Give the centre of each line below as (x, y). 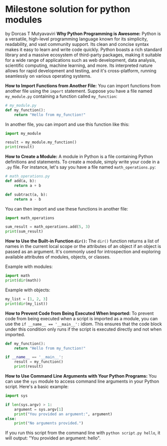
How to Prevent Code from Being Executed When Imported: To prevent (80, 313)
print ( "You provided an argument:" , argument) (63, 414)
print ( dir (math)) (23, 280)
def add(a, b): (21, 181)
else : (11, 419)
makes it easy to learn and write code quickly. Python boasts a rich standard (84, 49)
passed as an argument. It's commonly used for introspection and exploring (83, 252)
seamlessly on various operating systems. (48, 76)
